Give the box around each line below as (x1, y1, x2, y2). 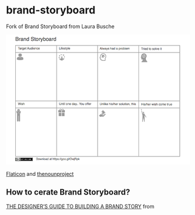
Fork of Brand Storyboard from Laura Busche (6, 23, 115, 30)
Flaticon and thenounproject (6, 171, 74, 178)
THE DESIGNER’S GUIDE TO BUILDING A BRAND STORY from (6, 203, 155, 210)
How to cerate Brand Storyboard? (6, 188, 130, 197)
